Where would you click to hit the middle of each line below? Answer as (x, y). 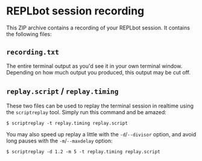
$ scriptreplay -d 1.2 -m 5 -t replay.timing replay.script (84, 151)
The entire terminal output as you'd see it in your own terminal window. (94, 66)
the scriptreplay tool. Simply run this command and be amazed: (87, 112)
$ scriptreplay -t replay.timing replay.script (67, 123)
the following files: (29, 34)
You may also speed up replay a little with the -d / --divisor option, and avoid (101, 134)
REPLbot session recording (75, 11)
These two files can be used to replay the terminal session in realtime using (100, 106)
